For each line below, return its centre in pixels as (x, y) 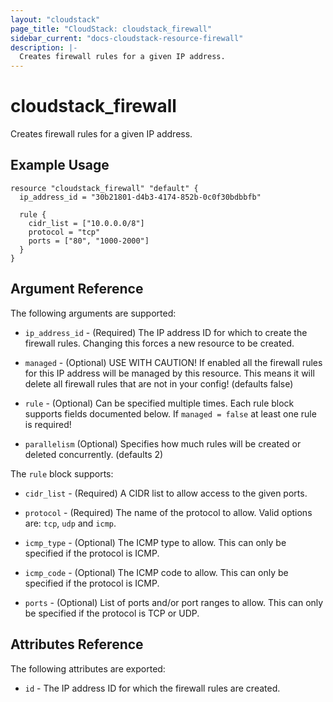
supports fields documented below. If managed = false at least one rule (170, 413)
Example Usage (60, 165)
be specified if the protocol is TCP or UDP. (112, 613)
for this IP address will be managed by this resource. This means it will (169, 373)
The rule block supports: (62, 473)
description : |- (44, 47)
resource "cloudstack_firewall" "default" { (104, 188)
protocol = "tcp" (64, 232)
